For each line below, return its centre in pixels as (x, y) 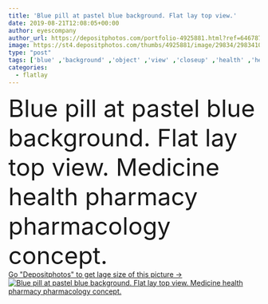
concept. (58, 255)
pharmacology (90, 226)
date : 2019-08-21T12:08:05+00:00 (64, 23)
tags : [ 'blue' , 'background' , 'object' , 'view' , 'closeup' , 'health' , (130, 61)
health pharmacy (103, 196)
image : (19, 45)
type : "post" (30, 53)
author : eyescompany (43, 30)
